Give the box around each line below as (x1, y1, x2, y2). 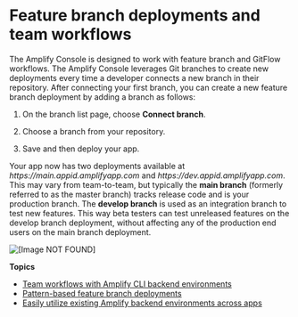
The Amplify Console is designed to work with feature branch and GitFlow (9, 53, 281, 64)
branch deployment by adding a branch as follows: (9, 91, 196, 102)
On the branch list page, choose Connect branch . (21, 109, 206, 119)
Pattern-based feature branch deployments (21, 288, 182, 298)
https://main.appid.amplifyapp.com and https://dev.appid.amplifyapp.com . (9, 170, 286, 181)
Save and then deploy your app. (21, 143, 140, 154)
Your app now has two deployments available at (9, 160, 186, 171)
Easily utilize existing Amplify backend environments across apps (21, 297, 263, 308)
